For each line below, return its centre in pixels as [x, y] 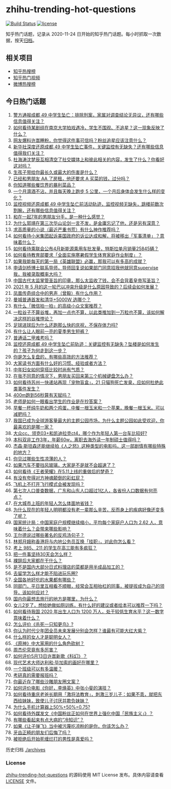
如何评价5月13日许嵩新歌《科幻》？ [50, 656]
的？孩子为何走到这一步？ [40, 350]
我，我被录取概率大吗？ [38, 274]
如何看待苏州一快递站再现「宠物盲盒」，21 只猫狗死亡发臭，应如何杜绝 [86, 382]
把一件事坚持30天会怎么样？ [43, 554]
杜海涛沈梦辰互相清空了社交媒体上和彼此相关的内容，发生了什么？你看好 [89, 159]
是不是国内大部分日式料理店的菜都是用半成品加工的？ [69, 567]
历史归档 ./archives [26, 749]
